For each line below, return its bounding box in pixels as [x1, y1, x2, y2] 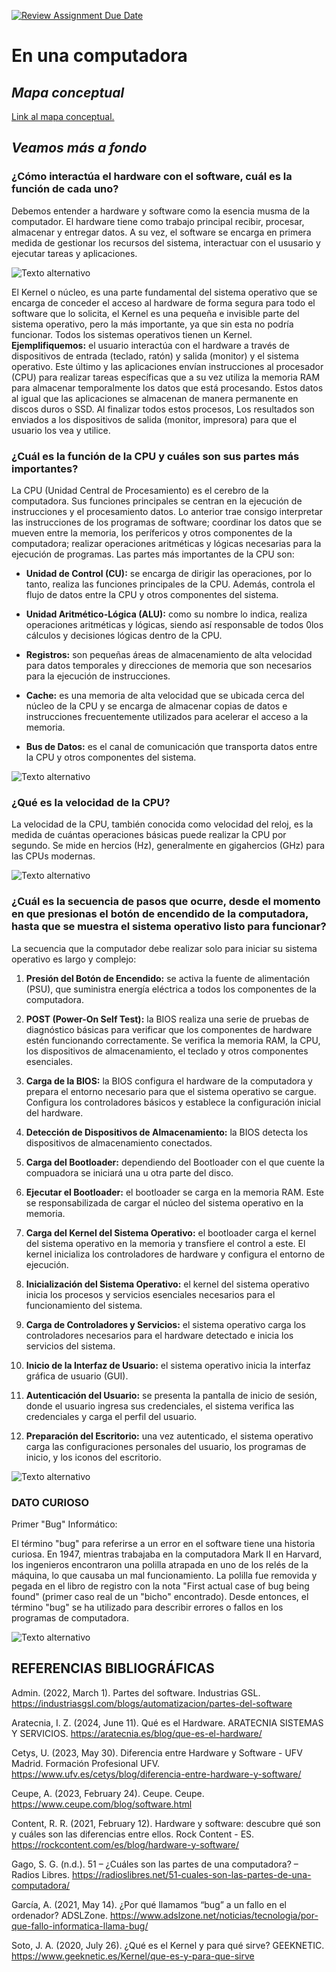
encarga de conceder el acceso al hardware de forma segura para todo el [11, 296, 316, 309]
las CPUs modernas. [11, 850, 96, 862]
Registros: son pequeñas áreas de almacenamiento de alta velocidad [25, 648, 313, 660]
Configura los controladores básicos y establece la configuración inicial [25, 1096, 321, 1108]
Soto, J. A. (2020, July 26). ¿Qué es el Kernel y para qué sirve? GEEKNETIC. [11, 1939, 325, 1951]
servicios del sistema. [25, 1340, 116, 1352]
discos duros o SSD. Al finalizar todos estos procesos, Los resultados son [11, 403, 315, 415]
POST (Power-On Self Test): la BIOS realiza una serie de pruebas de [25, 1013, 309, 1025]
